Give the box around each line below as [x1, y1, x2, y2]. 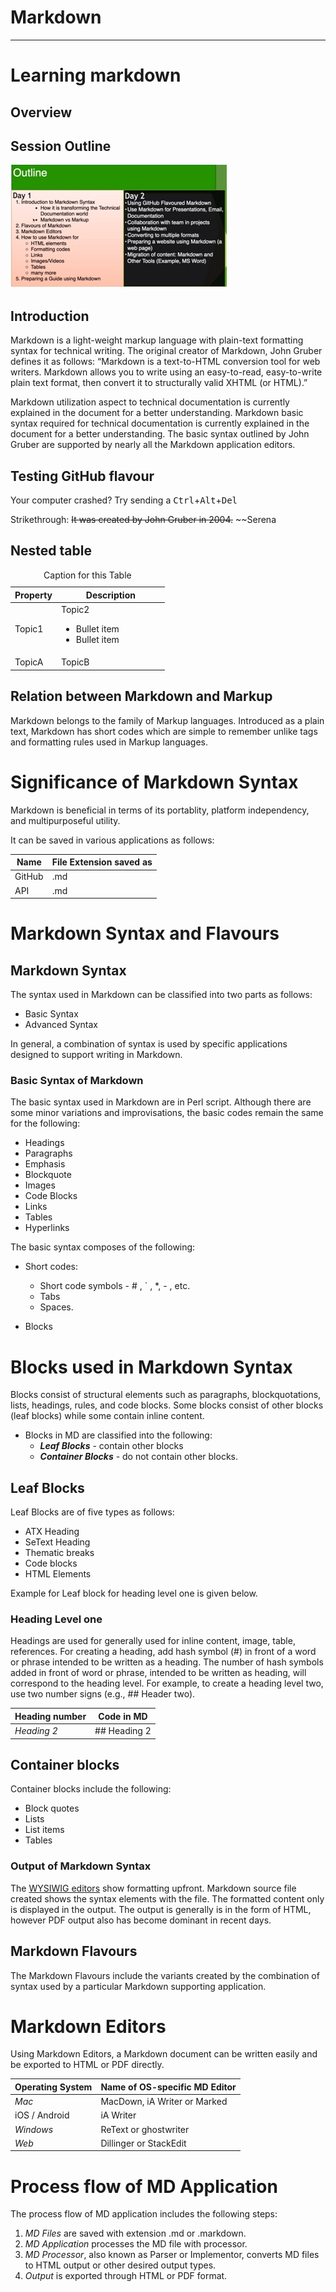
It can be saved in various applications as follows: [10, 834, 215, 846]
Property [14, 589, 53, 601]
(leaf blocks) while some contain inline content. [10, 1410, 205, 1422]
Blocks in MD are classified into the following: [24, 1429, 213, 1441]
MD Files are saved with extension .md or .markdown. [24, 2227, 247, 2240]
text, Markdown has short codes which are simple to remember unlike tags [10, 725, 318, 737]
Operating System [14, 2081, 93, 2093]
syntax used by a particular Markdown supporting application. [10, 1980, 267, 1992]
